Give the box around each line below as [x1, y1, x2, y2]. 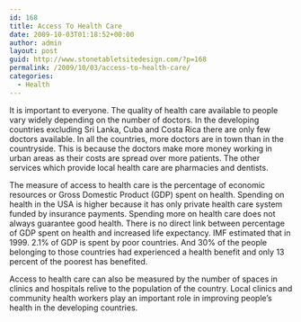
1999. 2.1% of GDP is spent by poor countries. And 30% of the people [9, 237, 268, 247]
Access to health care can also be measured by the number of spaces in [9, 273, 279, 284]
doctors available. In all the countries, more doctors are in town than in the [9, 133, 285, 144]
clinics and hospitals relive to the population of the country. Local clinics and [9, 282, 293, 293]
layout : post [9, 47, 58, 56]
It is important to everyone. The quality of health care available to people [9, 104, 279, 115]
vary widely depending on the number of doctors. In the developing [9, 114, 260, 125]
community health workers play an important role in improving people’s [9, 292, 272, 303]
